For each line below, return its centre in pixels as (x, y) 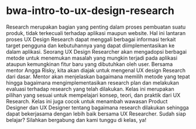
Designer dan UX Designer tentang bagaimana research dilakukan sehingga (97, 107)
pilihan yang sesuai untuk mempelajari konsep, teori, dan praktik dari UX (93, 95)
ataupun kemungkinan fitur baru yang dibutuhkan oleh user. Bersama (90, 64)
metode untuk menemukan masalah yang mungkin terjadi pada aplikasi (92, 58)
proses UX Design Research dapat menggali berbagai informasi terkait (91, 39)
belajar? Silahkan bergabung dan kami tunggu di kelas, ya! (76, 120)
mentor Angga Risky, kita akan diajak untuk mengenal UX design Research (96, 70)
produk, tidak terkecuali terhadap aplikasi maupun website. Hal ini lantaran (96, 33)
